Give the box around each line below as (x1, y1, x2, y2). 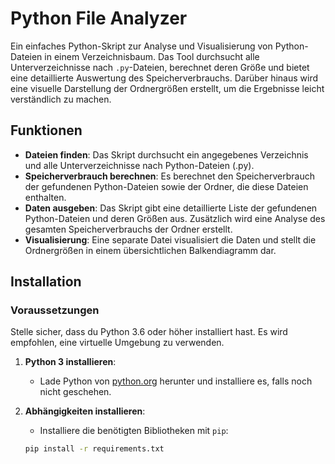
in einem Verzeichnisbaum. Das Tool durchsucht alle (44, 50, 260, 62)
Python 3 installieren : (24, 356, 117, 368)
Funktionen (10, 122, 83, 139)
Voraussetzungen (10, 303, 100, 317)
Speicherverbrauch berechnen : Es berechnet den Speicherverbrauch (24, 170, 315, 182)
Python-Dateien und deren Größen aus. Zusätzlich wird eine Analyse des (24, 212, 326, 224)
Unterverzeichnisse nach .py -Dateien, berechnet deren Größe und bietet (10, 61, 310, 73)
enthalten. (24, 191, 67, 203)
